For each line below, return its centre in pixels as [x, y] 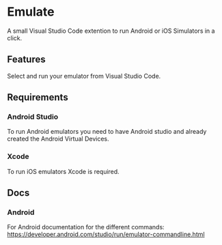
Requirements [38, 97]
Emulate [31, 12]
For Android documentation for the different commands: [86, 227]
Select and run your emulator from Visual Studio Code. [84, 76]
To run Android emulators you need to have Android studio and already [107, 132]
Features [26, 60]
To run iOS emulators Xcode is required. [63, 171]
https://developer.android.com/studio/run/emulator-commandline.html [106, 234]
